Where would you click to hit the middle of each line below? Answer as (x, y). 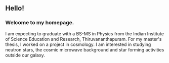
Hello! (15, 8)
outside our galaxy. (25, 55)
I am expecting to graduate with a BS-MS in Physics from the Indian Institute (85, 34)
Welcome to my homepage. (40, 23)
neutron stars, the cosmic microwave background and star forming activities (85, 49)
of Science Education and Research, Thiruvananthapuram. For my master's (83, 39)
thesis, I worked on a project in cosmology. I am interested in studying (78, 44)
